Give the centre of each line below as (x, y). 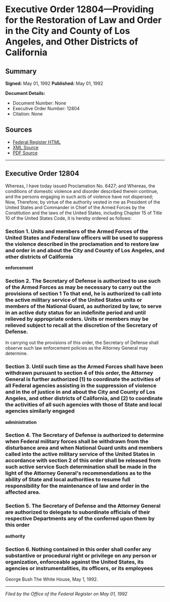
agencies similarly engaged (40, 411)
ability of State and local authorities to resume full (68, 480)
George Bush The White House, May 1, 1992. (52, 579)
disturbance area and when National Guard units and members (84, 448)
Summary (21, 71)
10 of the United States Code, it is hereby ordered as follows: (69, 218)
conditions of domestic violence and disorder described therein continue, (82, 191)
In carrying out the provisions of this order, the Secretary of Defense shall (82, 343)
